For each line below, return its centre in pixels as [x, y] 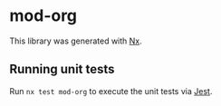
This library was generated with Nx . [76, 41]
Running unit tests [62, 69]
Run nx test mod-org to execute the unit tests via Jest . [111, 91]
